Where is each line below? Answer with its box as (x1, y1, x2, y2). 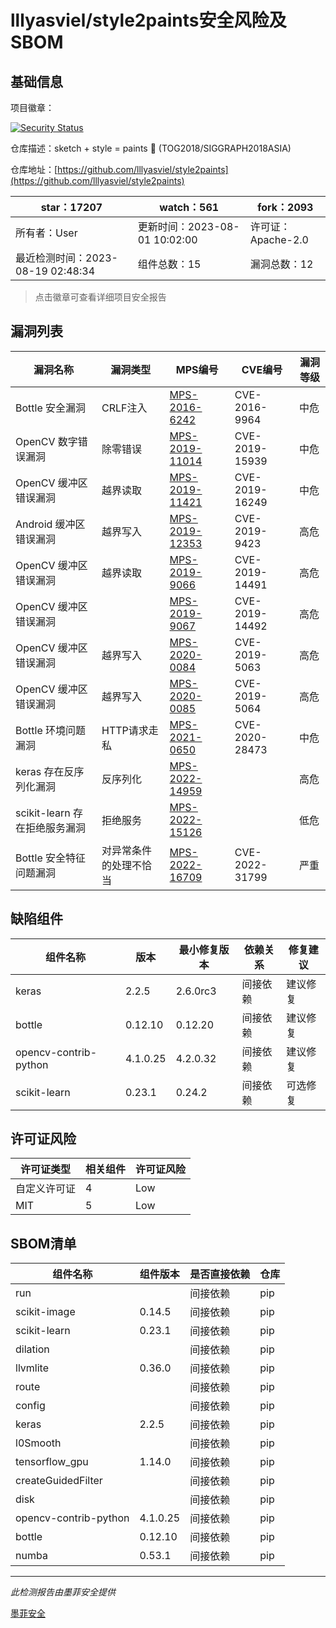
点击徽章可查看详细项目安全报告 (34, 291, 167, 303)
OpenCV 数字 (15, 434, 78, 448)
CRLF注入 (101, 401, 148, 415)
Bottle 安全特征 (15, 851, 87, 865)
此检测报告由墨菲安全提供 (10, 1586, 116, 1598)
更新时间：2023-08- (137, 220, 240, 233)
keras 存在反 (15, 764, 75, 778)
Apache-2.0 (249, 233, 309, 246)
